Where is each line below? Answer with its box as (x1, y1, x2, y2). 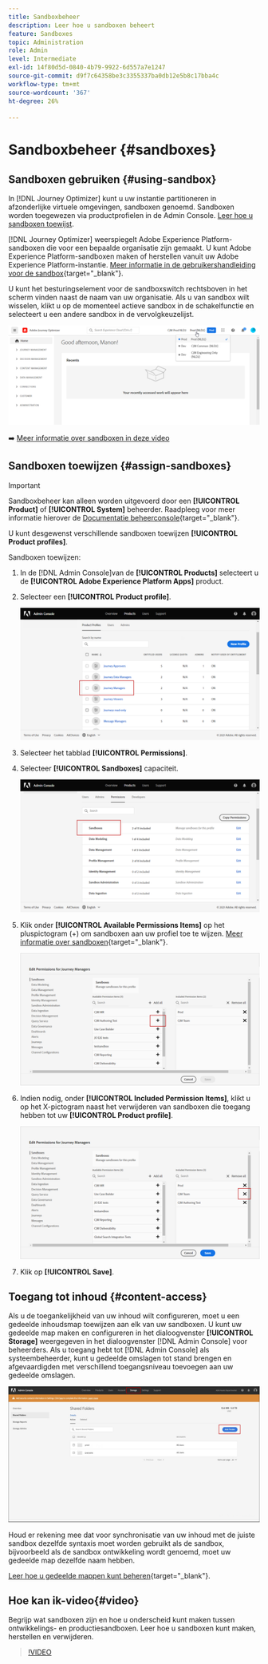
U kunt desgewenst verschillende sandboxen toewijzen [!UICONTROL (8, 528, 238, 538)
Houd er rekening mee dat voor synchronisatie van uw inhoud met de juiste (8, 1530, 255, 1539)
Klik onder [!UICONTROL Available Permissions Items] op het (19, 920, 225, 929)
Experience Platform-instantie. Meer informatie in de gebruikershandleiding (8, 260, 257, 270)
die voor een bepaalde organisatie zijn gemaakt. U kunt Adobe (46, 244, 251, 253)
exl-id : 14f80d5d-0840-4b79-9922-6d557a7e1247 (8, 64, 166, 72)
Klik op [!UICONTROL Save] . (19, 1266, 114, 1277)
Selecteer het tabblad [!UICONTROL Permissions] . (19, 748, 188, 758)
